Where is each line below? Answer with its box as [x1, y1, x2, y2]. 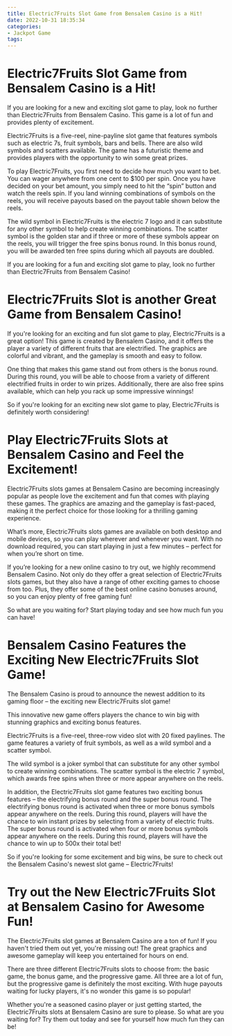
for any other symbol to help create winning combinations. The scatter [7, 225, 208, 233]
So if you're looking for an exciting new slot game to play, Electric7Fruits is [7, 401, 220, 409]
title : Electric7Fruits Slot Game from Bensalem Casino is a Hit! [7, 10, 203, 17]
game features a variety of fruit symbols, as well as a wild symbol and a [7, 739, 211, 747]
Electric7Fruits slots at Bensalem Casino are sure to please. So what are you [7, 1008, 224, 1016]
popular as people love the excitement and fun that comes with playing [7, 491, 210, 500]
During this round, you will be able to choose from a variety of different [7, 372, 210, 380]
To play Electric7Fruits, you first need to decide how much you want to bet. [7, 167, 222, 175]
